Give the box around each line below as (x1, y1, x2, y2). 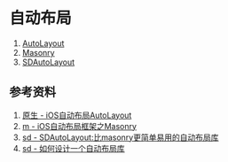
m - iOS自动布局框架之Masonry (21, 120, 138, 131)
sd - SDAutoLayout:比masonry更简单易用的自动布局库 (21, 132, 219, 143)
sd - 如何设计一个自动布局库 (21, 143, 126, 153)
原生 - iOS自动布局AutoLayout (21, 110, 132, 120)
